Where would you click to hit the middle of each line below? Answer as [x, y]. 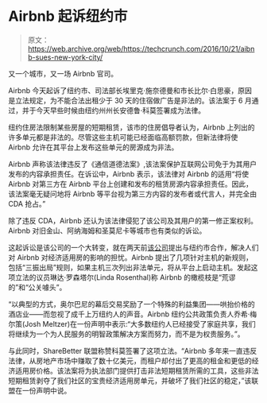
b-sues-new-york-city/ [65, 57]
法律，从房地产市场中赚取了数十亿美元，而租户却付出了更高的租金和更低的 [130, 360]
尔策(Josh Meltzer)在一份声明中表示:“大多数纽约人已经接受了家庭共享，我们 [132, 324]
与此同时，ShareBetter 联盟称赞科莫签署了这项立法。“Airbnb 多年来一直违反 [133, 351]
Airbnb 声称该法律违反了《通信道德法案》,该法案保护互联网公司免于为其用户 [132, 164]
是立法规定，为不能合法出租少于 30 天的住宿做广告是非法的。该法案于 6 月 [130, 100]
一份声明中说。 [46, 390]
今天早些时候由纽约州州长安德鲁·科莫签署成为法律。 [120, 110]
